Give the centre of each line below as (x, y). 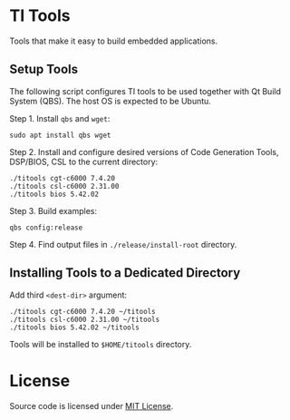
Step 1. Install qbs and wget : (60, 118)
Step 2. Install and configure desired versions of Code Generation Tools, (144, 151)
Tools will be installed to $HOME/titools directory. (101, 344)
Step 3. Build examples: (53, 210)
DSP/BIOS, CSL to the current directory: (84, 161)
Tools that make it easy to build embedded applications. (114, 41)
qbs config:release (46, 228)
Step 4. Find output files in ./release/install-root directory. (123, 244)
